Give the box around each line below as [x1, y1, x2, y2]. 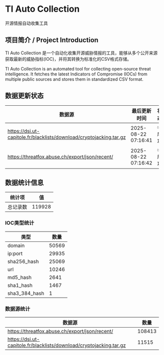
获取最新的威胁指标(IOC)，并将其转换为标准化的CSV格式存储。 [5, 56, 132, 62]
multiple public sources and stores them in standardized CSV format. [5, 76, 144, 82]
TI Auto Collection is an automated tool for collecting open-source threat [5, 66, 151, 71]
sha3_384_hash [7, 290, 44, 297]
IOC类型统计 [5, 219, 34, 226]
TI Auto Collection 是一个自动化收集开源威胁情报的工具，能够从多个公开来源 [5, 50, 158, 56]
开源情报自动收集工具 [5, 20, 48, 26]
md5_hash [7, 274, 32, 281]
